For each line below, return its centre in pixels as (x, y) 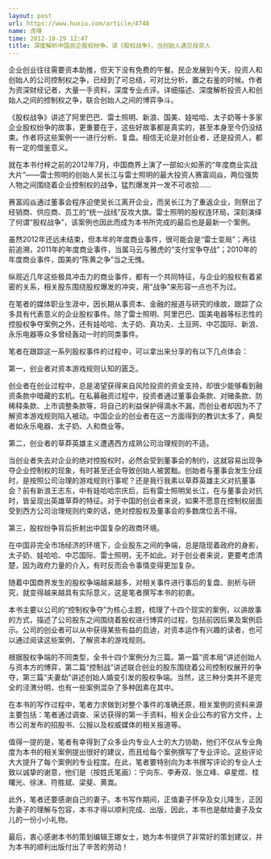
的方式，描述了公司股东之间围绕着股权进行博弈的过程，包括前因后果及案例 (132, 620)
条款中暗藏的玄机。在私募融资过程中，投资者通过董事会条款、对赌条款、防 (139, 396)
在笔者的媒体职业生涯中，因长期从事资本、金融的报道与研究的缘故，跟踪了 (132, 304)
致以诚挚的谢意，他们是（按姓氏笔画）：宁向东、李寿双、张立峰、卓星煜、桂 (134, 773)
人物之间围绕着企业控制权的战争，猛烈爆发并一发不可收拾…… (110, 185)
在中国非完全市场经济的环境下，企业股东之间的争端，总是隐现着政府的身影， (135, 545)
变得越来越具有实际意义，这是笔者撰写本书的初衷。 (114, 593)
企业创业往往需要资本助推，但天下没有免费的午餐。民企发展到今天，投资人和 (135, 70)
